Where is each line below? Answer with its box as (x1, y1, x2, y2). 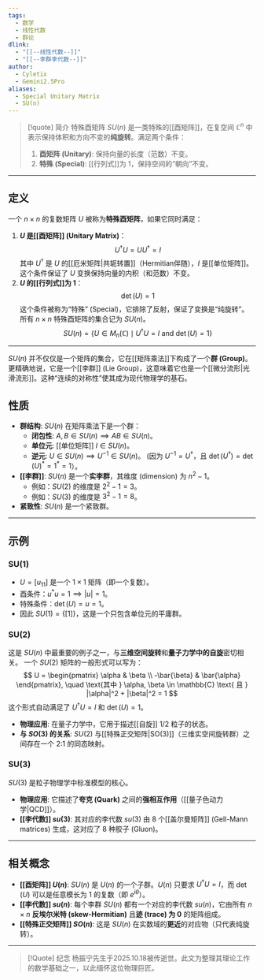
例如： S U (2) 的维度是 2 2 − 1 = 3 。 (31, 480, 141, 491)
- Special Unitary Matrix (15, 92, 101, 100)
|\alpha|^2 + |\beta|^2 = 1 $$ (86, 688, 178, 698)
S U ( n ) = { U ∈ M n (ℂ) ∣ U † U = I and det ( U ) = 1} (63, 326, 213, 340)
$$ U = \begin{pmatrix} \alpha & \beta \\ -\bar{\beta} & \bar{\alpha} (23, 670, 241, 680)
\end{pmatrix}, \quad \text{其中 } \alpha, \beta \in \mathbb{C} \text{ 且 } (16, 680, 248, 689)
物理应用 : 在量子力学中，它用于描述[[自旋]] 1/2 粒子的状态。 (19, 719, 213, 728)
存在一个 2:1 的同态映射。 (26, 739, 108, 748)
